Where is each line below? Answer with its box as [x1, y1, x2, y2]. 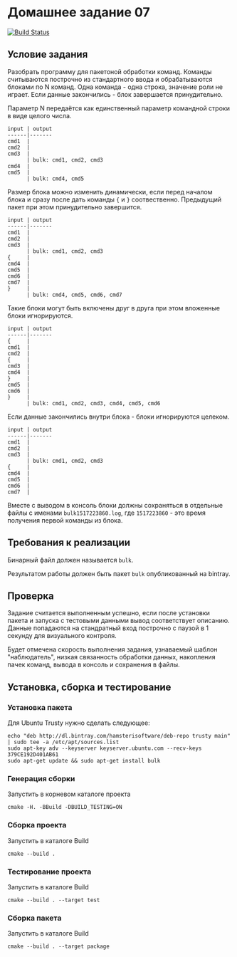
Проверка [7, 590, 55, 602]
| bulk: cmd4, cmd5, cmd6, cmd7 [26, 291, 122, 298]
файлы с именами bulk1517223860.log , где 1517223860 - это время [7, 508, 206, 517]
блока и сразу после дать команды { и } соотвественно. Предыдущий [7, 195, 222, 204]
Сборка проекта [7, 820, 67, 830]
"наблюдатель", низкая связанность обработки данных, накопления [7, 653, 216, 661]
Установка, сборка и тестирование [7, 681, 172, 693]
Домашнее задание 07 [7, 4, 151, 21]
